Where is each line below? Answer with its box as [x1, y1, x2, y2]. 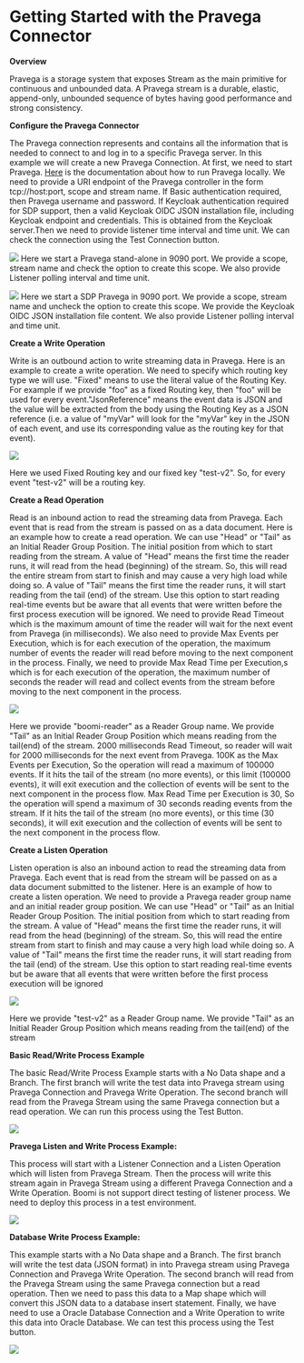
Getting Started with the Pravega [9, 6, 261, 27]
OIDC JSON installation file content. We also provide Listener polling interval [9, 310, 295, 321]
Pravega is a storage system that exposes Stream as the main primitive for [9, 73, 288, 84]
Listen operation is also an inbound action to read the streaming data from [9, 862, 287, 873]
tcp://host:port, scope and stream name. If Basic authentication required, [9, 185, 282, 196]
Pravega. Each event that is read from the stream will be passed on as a [9, 871, 278, 883]
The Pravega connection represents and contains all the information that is [9, 137, 289, 148]
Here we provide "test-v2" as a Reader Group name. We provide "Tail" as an [9, 1012, 295, 1024]
